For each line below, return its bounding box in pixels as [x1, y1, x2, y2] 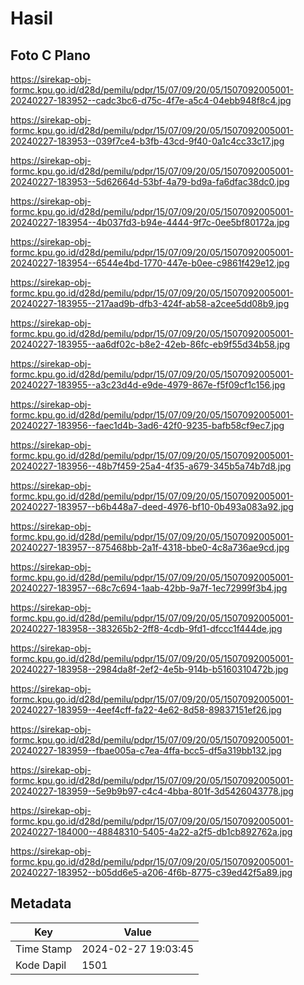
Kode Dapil [15, 958, 67, 972]
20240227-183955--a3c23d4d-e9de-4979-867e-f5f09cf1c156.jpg [10, 379, 286, 391]
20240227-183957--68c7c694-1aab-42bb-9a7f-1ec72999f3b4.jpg [10, 582, 288, 594]
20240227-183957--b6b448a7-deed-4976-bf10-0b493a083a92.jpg [10, 501, 294, 512]
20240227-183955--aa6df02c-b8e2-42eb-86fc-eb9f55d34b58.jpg [10, 338, 291, 350]
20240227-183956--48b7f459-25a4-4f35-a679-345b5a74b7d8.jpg [10, 460, 292, 472]
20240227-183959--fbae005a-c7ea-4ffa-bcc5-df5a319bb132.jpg [10, 745, 282, 756]
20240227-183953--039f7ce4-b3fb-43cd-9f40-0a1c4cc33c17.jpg [10, 135, 285, 147]
